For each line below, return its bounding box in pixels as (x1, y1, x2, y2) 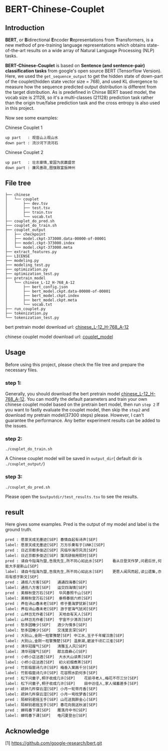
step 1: (5, 379, 21, 386)
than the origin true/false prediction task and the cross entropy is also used (5, 100, 160, 106)
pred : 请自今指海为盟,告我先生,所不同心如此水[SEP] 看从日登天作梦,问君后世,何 (5, 558, 161, 564)
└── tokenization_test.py (5, 315, 59, 320)
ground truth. (5, 527, 32, 533)
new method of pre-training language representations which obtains (5, 42, 146, 48)
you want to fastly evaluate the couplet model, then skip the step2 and (5, 406, 150, 412)
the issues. (5, 422, 27, 428)
